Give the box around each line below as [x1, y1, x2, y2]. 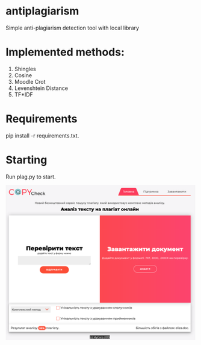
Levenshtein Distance [14, 84, 69, 92]
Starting [5, 153, 48, 166]
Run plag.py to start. [5, 173, 56, 180]
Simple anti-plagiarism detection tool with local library [5, 24, 140, 31]
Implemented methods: [5, 45, 125, 59]
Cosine [14, 71, 32, 79]
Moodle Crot [14, 78, 46, 85]
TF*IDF [14, 90, 34, 98]
